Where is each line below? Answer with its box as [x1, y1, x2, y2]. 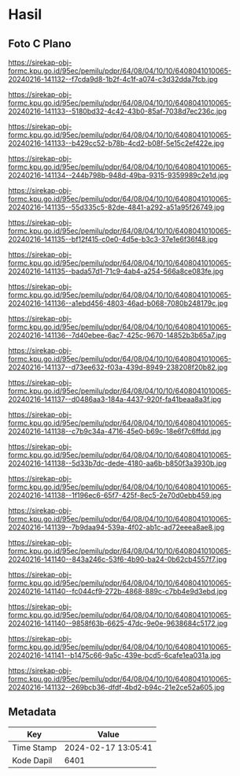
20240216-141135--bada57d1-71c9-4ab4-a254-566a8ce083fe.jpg [8, 266, 224, 276]
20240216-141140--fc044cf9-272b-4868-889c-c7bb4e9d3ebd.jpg [8, 587, 228, 596]
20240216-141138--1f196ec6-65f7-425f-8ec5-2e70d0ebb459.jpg [8, 491, 222, 499]
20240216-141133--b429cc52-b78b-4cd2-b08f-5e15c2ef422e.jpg [8, 139, 224, 147]
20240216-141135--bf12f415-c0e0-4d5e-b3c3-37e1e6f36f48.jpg [8, 235, 218, 243]
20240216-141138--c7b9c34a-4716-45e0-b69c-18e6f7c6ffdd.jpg [8, 427, 222, 436]
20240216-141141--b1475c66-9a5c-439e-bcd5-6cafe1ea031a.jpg [8, 651, 221, 659]
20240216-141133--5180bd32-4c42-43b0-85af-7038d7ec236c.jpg [8, 106, 227, 116]
